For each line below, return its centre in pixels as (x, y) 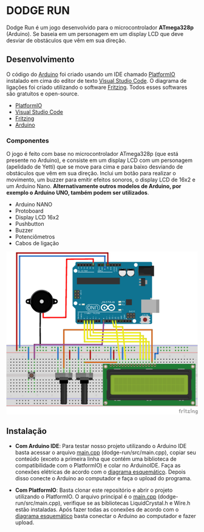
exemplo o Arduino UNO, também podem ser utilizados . (78, 193)
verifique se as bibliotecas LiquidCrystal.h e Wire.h (127, 503)
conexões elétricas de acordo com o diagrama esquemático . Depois (100, 472)
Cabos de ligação (37, 243)
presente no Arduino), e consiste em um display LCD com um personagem (100, 160)
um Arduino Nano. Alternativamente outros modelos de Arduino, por (94, 186)
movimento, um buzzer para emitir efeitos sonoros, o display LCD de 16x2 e (101, 180)
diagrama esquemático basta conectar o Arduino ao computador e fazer (105, 516)
